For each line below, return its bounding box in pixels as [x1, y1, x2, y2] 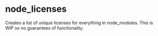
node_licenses [5, 3, 67, 15]
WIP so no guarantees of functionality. [5, 25, 84, 31]
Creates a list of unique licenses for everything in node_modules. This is [5, 20, 154, 26]
